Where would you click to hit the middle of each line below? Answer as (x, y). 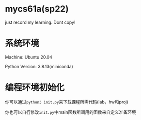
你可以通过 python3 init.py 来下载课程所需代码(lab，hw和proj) (67, 102)
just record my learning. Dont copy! (40, 22)
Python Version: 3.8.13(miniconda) (39, 66)
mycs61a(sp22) (37, 9)
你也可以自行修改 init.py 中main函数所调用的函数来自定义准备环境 (70, 112)
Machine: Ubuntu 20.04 (29, 57)
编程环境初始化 (35, 88)
